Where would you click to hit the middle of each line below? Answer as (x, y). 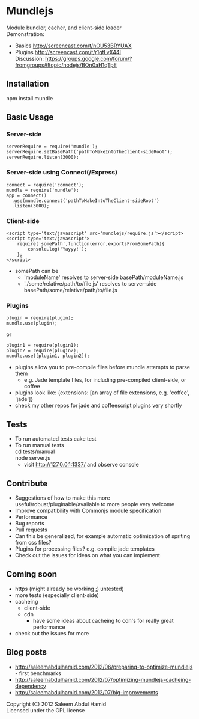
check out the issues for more (52, 633)
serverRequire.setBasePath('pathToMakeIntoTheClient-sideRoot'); (89, 152)
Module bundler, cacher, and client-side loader (64, 28)
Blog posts (26, 653)
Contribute (27, 483)
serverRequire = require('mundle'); (52, 147)
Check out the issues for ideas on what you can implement (88, 555)
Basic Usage (30, 118)
